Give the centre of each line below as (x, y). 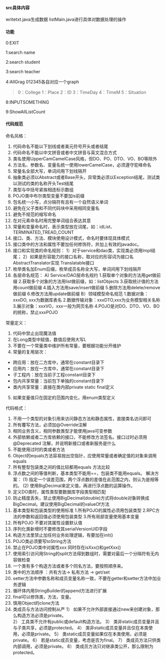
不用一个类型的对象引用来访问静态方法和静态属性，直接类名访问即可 (82, 418)
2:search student (23, 62)
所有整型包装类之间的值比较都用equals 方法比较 (61, 467)
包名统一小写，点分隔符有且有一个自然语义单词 (60, 202)
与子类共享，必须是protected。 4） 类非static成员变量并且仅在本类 (81, 627)
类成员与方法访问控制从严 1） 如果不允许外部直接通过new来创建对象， (84, 609)
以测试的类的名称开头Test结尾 (43, 183)
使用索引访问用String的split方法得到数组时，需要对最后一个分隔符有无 (84, 553)
